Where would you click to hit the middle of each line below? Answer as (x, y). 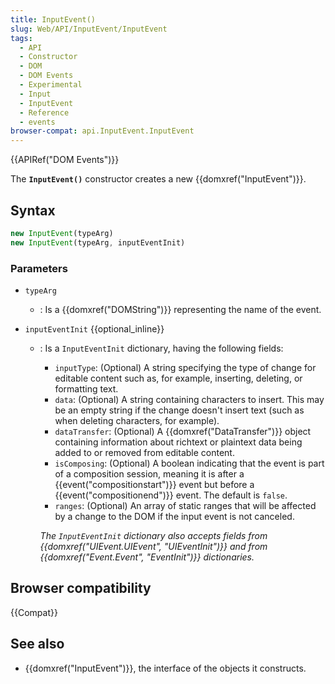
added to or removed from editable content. (144, 452)
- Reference (44, 112)
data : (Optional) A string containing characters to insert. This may (189, 399)
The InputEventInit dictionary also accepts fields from (153, 535)
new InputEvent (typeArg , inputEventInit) (98, 242)
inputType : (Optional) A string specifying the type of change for (185, 367)
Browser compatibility (81, 588)
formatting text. (86, 388)
